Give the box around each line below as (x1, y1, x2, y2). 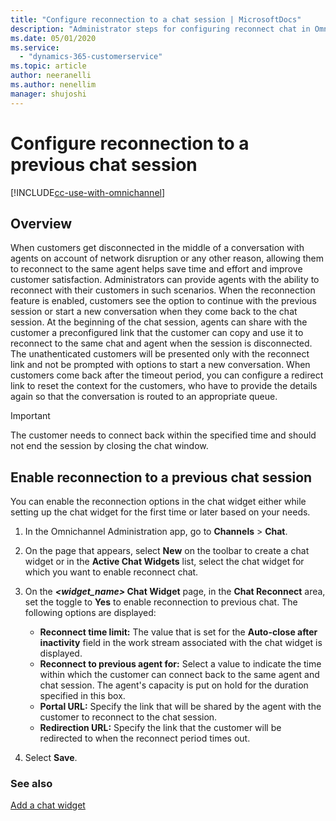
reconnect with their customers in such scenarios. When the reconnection (10, 284, 316, 296)
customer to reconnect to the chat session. (39, 711, 218, 723)
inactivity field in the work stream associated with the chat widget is (39, 637, 323, 649)
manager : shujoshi (10, 89, 87, 99)
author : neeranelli (10, 71, 92, 81)
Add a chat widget (10, 799, 86, 811)
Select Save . (24, 752, 78, 764)
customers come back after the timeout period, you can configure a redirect (10, 369, 324, 381)
